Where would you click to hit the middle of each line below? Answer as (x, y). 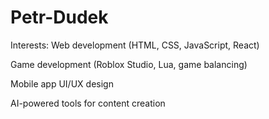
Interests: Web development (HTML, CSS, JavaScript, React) (135, 45)
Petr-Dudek (59, 17)
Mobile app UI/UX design (62, 83)
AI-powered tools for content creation (88, 103)
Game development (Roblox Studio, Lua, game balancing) (129, 64)
